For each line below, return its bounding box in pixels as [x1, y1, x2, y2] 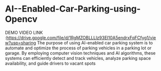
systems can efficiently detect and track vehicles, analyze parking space [5, 55, 151, 61]
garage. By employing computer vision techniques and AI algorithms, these [5, 50, 156, 56]
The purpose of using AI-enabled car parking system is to [37, 40, 153, 45]
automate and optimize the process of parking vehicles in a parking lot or [5, 45, 152, 51]
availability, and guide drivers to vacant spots [5, 60, 96, 66]
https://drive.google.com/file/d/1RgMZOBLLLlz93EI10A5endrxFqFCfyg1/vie [6, 35, 156, 41]
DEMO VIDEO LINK [5, 29, 43, 35]
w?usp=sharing [5, 40, 36, 45]
